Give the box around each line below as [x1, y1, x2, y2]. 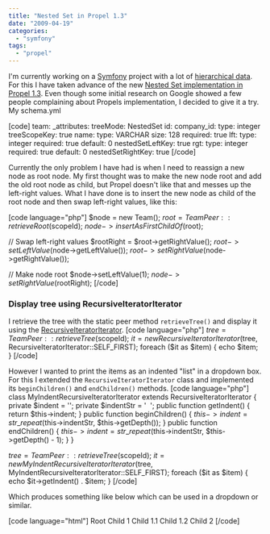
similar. [8, 501, 32, 511]
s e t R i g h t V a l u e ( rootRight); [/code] [8, 278, 118, 287]
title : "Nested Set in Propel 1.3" [8, 11, 128, 20]
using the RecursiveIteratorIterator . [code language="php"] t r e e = [8, 325, 227, 335]
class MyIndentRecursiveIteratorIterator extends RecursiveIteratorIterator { [8, 392, 257, 402]
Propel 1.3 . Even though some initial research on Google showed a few [8, 89, 242, 98]
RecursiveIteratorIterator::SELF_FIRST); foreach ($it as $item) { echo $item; [8, 342, 259, 352]
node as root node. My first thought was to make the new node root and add [8, 171, 262, 181]
